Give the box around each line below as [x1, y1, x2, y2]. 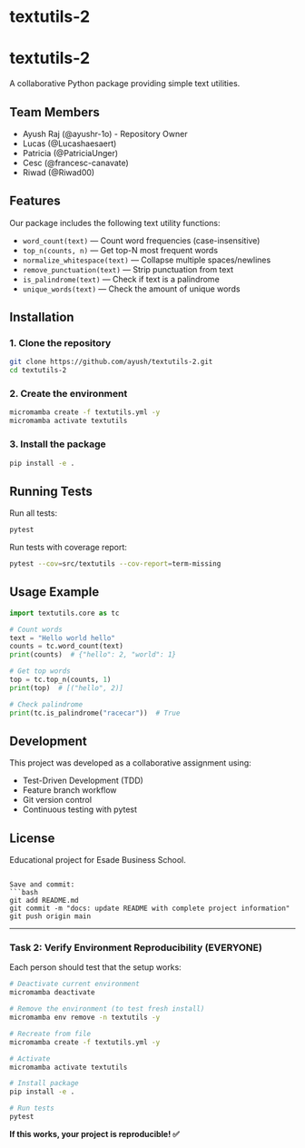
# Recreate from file [9, 1029, 92, 1038]
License [9, 830, 55, 846]
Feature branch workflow [22, 785, 117, 796]
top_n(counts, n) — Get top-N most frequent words [22, 244, 219, 255]
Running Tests [9, 483, 93, 499]
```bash [9, 888, 39, 897]
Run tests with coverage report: [9, 542, 127, 553]
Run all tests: [9, 508, 57, 519]
